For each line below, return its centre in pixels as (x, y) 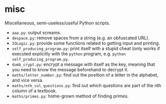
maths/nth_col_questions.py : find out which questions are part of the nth (86, 85)
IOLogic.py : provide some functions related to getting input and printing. (86, 43)
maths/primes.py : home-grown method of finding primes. (70, 96)
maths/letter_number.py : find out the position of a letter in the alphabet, (85, 75)
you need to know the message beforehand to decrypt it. (70, 69)
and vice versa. (28, 80)
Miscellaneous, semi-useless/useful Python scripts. (57, 23)
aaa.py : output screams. (37, 32)
